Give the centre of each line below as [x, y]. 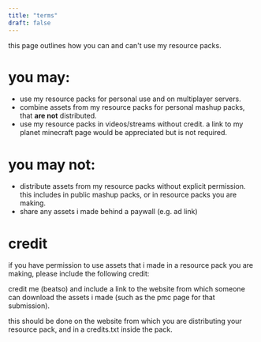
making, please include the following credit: [79, 274]
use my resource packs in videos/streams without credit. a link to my [131, 124]
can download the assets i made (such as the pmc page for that [112, 298]
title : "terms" [33, 15]
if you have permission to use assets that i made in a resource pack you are [131, 265]
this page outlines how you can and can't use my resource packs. [115, 45]
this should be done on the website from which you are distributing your [125, 321]
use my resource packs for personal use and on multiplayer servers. [130, 99]
